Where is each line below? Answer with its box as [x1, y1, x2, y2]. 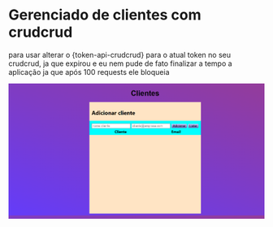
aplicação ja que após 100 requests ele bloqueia [8, 67, 170, 76]
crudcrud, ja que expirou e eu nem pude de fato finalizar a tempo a [8, 59, 233, 68]
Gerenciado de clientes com [8, 6, 201, 24]
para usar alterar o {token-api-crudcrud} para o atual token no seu [8, 50, 232, 59]
